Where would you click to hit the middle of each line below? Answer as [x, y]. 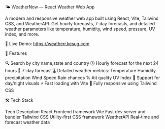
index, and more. [22, 34]
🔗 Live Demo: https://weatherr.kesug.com [47, 44]
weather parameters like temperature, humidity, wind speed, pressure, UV [80, 29]
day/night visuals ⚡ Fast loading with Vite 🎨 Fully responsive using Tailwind [81, 83]
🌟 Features [16, 53]
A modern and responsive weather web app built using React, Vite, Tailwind [82, 18]
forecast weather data [28, 122]
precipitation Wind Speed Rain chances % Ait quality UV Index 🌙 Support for [82, 78]
